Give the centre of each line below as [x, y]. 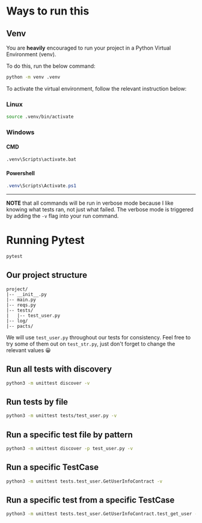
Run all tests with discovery [59, 369]
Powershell [20, 173]
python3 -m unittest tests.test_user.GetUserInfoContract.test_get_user [99, 514]
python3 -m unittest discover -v [48, 383]
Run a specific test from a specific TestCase [90, 500]
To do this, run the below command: [51, 66]
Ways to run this [48, 11]
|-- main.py [21, 300]
